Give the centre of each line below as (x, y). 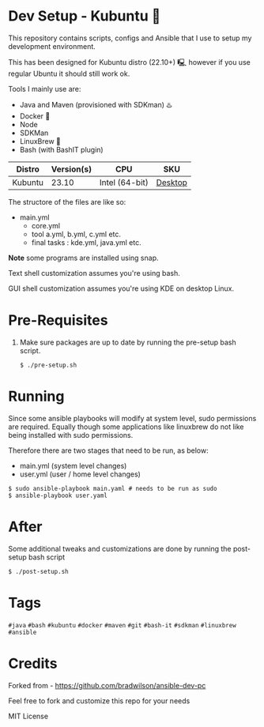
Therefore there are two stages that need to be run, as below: (108, 450)
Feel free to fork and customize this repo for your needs (99, 701)
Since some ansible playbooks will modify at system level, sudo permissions (132, 418)
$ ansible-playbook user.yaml (58, 495)
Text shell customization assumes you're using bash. (94, 273)
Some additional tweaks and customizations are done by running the (120, 548)
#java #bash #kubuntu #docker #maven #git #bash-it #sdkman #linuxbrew (123, 625)
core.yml (46, 225)
